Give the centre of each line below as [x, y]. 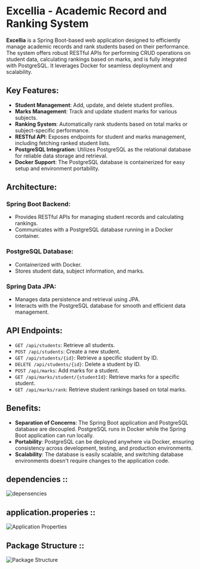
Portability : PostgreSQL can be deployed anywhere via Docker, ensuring [104, 441]
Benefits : [24, 408]
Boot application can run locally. [54, 435]
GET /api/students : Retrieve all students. [65, 345]
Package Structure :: [45, 545]
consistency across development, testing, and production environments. [104, 448]
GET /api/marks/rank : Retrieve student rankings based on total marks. [101, 389]
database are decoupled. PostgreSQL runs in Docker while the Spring [100, 429]
